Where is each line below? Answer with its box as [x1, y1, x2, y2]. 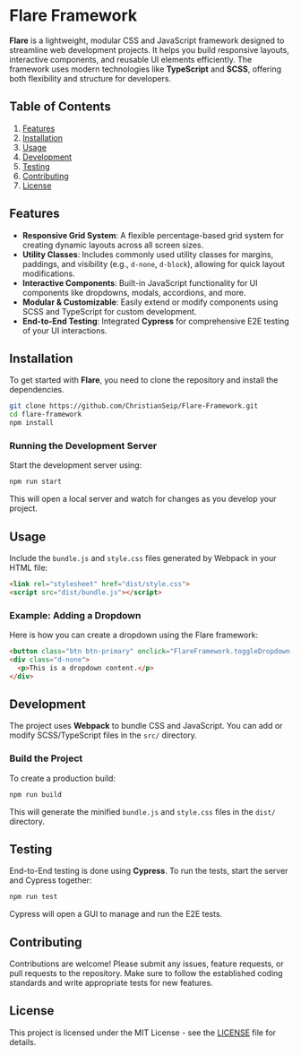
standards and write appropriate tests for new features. [9, 978, 213, 989]
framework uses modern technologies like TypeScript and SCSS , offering [9, 64, 282, 74]
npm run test [9, 893, 58, 902]
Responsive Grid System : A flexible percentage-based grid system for [21, 229, 284, 240]
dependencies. [9, 385, 64, 395]
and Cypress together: [9, 875, 92, 886]
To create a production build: [9, 773, 116, 783]
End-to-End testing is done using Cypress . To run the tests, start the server [9, 866, 288, 877]
